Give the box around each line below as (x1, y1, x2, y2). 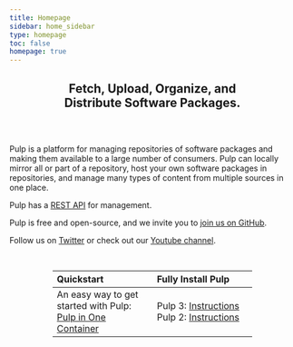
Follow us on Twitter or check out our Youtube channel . (9, 234, 216, 245)
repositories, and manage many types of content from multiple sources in (9, 172, 284, 183)
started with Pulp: (56, 299, 132, 312)
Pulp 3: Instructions (156, 299, 240, 312)
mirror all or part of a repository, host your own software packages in (9, 163, 268, 173)
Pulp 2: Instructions (156, 311, 240, 323)
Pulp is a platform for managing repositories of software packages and (9, 143, 274, 154)
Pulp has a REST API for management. (9, 199, 152, 210)
